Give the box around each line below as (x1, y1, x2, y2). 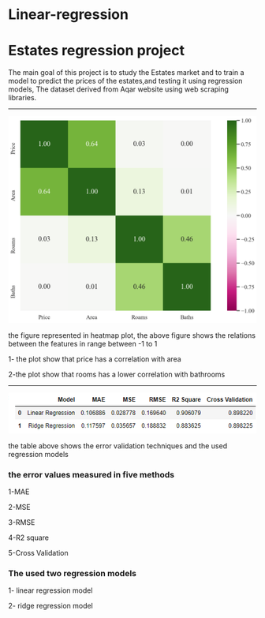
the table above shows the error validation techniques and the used (8, 440, 227, 451)
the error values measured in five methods (8, 469, 175, 480)
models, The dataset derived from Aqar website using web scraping (8, 84, 229, 94)
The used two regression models (8, 568, 136, 579)
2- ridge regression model (8, 601, 93, 611)
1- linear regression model (8, 586, 93, 595)
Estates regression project (8, 42, 185, 60)
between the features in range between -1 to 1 (8, 339, 158, 349)
